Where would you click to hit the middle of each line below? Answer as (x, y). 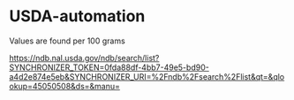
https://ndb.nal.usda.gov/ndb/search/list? (84, 58)
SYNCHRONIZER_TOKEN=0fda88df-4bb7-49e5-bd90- (109, 67)
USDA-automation (77, 16)
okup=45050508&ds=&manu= (65, 86)
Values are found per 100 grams (67, 41)
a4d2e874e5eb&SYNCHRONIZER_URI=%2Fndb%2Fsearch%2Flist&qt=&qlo (147, 76)
